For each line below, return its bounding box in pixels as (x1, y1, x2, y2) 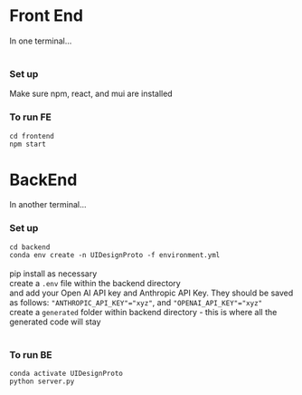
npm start (9, 140, 47, 149)
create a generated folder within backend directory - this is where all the (9, 306, 278, 317)
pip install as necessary (9, 268, 98, 279)
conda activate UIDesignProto (9, 369, 124, 379)
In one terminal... (9, 35, 72, 46)
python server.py (9, 377, 75, 386)
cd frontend (9, 131, 54, 140)
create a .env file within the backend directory (9, 277, 181, 288)
